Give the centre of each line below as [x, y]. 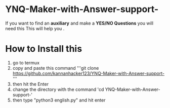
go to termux [26, 63]
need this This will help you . [35, 28]
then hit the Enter [31, 84]
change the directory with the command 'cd [58, 89]
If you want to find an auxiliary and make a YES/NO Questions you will [79, 23]
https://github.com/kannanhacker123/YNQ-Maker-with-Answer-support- [89, 73]
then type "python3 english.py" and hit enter [59, 100]
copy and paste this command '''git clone [56, 68]
